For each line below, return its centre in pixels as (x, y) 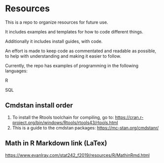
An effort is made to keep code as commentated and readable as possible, (81, 51)
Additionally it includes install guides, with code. (54, 41)
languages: (16, 71)
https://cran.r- (129, 117)
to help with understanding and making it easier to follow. (63, 56)
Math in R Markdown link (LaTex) (56, 143)
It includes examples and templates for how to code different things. (74, 32)
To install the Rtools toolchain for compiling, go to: (63, 117)
